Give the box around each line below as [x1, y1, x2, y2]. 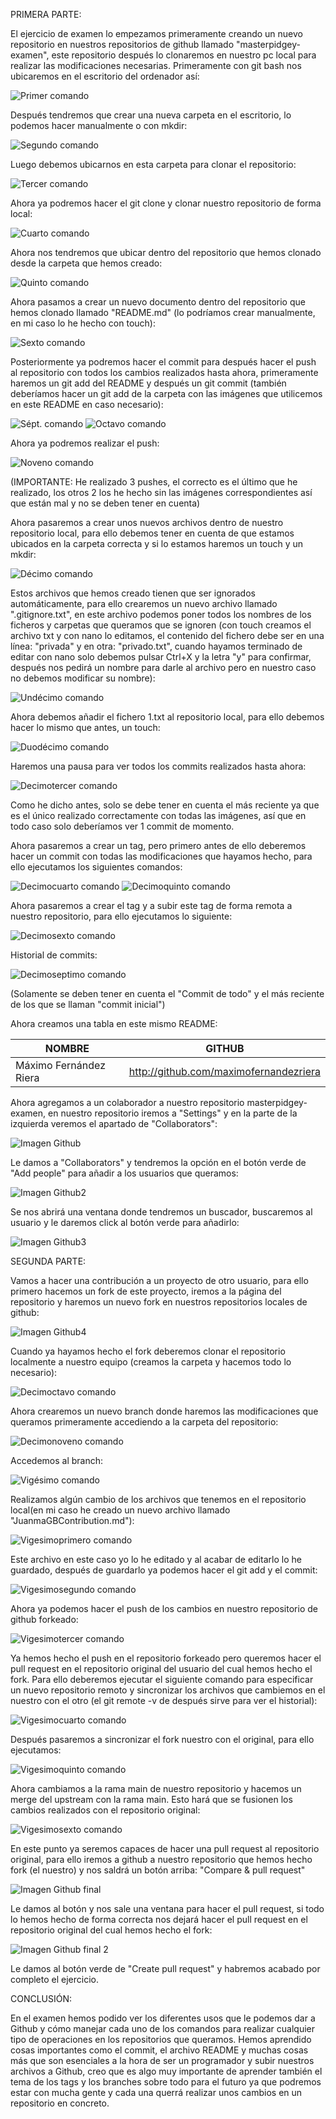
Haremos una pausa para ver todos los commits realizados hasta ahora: [10, 760, 307, 772]
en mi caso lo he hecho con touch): [10, 317, 156, 329]
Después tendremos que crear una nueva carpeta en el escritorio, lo [10, 109, 292, 121]
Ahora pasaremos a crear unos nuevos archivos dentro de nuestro [10, 517, 284, 528]
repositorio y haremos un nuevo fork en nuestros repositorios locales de [10, 1296, 308, 1308]
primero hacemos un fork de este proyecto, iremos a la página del [10, 1285, 282, 1297]
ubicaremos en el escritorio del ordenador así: [10, 70, 200, 82]
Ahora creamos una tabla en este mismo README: [10, 1018, 218, 1029]
